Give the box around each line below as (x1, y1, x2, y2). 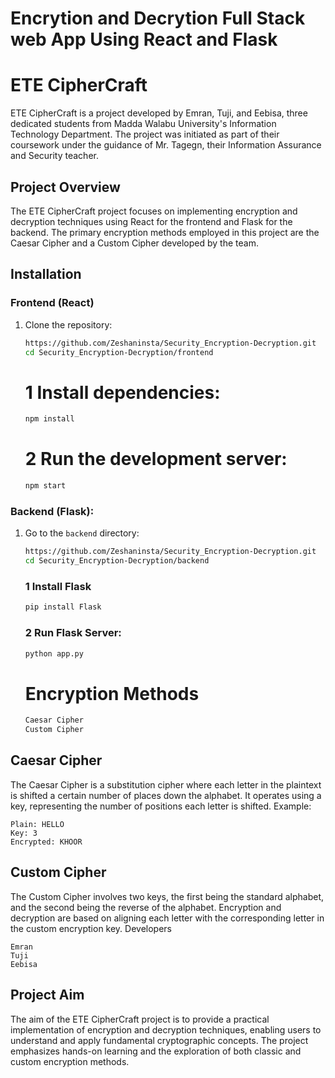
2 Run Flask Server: (24, 626, 122, 640)
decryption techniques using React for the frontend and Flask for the (10, 215, 293, 227)
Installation (10, 266, 82, 283)
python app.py (24, 648, 84, 659)
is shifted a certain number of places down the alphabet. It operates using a (10, 789, 322, 801)
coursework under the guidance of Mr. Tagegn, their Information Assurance (10, 139, 322, 151)
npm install (24, 414, 75, 424)
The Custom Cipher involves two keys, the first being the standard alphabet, (10, 890, 325, 902)
